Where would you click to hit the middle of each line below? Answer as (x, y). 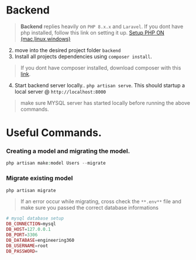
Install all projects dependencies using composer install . (83, 56)
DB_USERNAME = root (27, 246)
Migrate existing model (39, 178)
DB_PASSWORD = (22, 251)
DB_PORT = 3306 (22, 235)
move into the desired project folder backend (68, 50)
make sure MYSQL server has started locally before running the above (105, 102)
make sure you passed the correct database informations (90, 208)
